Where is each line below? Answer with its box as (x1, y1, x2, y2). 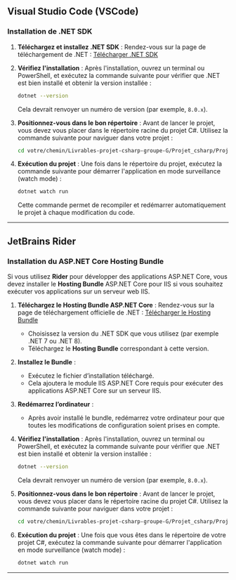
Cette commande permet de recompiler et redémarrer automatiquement (17, 201, 226, 209)
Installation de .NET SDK (7, 27, 93, 37)
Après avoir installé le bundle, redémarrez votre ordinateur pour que (27, 414, 225, 422)
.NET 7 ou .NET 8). (27, 337, 82, 345)
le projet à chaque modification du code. (17, 209, 135, 217)
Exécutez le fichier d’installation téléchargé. (27, 371, 155, 380)
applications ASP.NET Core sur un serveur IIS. (27, 386, 162, 395)
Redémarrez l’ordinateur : (17, 400, 94, 408)
